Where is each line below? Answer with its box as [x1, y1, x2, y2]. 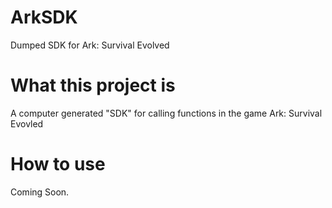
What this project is [10, 74, 176, 97]
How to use [10, 153, 106, 176]
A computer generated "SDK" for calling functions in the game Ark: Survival [10, 107, 323, 119]
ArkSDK [10, 6, 78, 29]
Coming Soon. [10, 186, 70, 198]
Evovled [10, 117, 44, 130]
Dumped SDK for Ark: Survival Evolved [10, 39, 170, 51]
